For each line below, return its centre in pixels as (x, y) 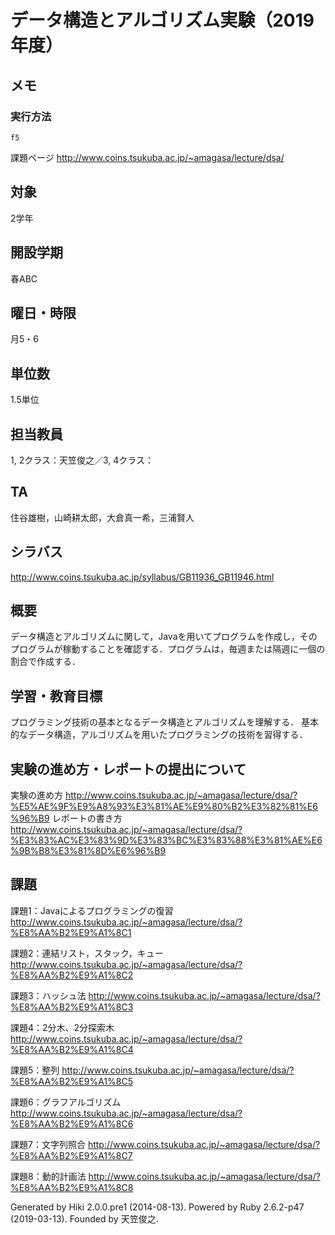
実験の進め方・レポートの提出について (128, 769)
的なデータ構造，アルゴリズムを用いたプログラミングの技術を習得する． (159, 735)
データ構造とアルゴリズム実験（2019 (162, 20)
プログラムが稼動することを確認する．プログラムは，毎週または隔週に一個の (168, 649)
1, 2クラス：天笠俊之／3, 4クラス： (82, 460)
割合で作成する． (45, 662)
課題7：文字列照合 (48, 1144)
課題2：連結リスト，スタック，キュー (87, 953)
